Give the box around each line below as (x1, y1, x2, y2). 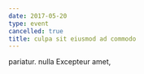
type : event (8, 20, 49, 28)
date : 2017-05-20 (8, 11, 68, 20)
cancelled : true (8, 27, 63, 35)
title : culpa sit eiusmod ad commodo (8, 34, 137, 43)
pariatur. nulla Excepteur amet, (8, 57, 111, 67)
